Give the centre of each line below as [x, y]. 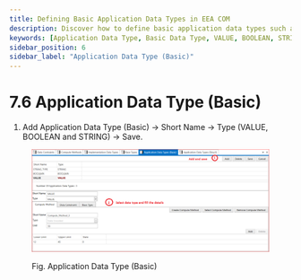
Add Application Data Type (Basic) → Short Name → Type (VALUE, [145, 127]
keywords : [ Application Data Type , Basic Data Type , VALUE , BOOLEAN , [142, 38]
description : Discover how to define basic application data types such [148, 28]
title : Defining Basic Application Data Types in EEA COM [120, 19]
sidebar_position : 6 [48, 48]
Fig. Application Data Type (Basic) [95, 266]
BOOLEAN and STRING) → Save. [82, 137]
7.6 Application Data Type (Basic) [135, 102]
